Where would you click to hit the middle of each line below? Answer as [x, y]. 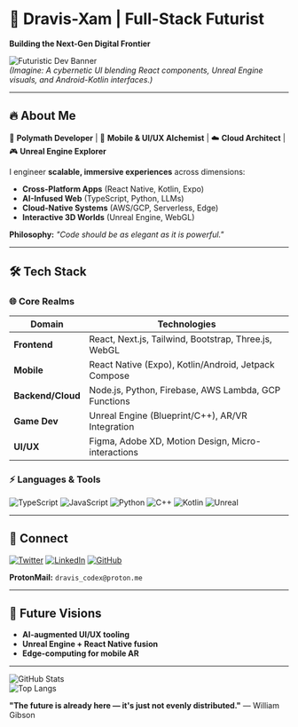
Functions [110, 401]
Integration [112, 427]
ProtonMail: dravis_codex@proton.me [76, 577]
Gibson [22, 715]
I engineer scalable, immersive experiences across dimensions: [127, 171]
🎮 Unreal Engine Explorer [58, 151]
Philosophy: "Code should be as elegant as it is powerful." [117, 234]
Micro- [247, 441]
